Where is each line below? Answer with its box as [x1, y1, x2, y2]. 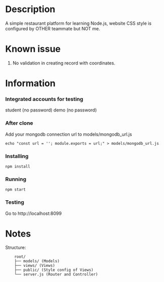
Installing [5, 152, 29, 159]
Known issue [5, 43, 61, 55]
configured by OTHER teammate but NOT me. [5, 25, 100, 31]
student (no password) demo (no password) [5, 107, 97, 113]
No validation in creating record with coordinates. [12, 60, 116, 66]
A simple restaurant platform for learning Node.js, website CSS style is [5, 20, 152, 26]
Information [5, 78, 56, 89]
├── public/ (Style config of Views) [14, 267, 94, 273]
